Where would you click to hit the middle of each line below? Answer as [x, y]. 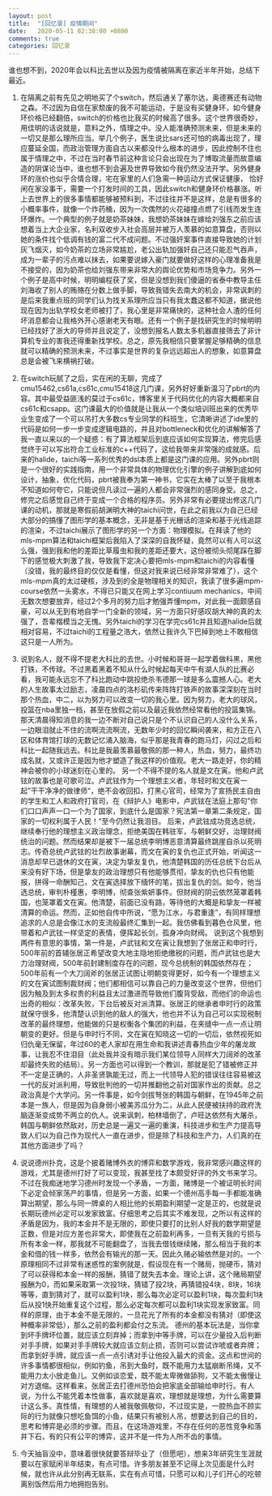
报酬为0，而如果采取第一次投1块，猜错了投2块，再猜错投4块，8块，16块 [140, 1284]
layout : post [30, 16]
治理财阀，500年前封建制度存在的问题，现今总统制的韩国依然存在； [140, 963]
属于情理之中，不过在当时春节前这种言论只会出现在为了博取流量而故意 [137, 158]
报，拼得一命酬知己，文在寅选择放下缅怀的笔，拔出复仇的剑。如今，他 [137, 882]
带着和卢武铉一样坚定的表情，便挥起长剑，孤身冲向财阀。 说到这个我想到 [142, 932]
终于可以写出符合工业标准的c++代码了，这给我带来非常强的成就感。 [140, 449]
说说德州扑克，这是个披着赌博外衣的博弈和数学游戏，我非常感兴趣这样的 [140, 1163]
